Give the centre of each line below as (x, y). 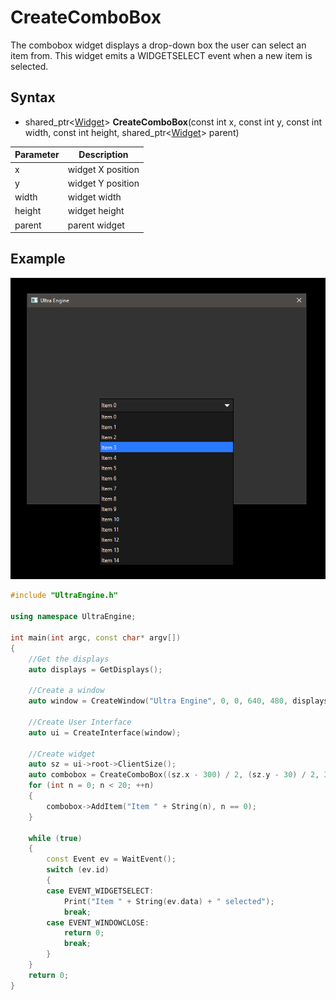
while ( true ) (55, 838)
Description (103, 155)
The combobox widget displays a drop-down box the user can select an (158, 45)
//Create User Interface (80, 722)
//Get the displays (69, 659)
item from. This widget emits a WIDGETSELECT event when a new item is (161, 55)
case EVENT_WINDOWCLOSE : (98, 922)
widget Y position (103, 183)
